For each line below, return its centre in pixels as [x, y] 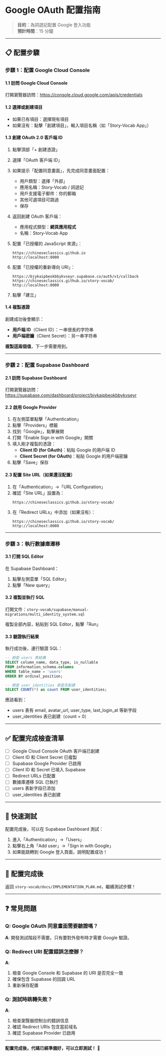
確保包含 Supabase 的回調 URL [44, 979]
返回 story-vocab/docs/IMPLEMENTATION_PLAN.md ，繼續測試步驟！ [71, 887]
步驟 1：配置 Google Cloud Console [47, 70]
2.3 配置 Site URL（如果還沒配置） [40, 475]
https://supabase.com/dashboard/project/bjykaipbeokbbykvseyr [71, 395]
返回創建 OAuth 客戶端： [37, 216]
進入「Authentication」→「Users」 [48, 840]
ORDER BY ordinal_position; [34, 676]
